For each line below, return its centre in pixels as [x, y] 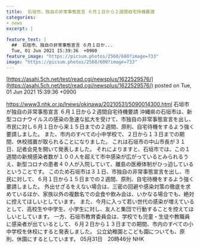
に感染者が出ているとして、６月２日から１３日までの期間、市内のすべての [97, 224]
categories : [21, 17]
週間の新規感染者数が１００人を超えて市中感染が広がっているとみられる [95, 156]
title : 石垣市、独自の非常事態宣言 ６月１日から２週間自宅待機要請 [81, 12]
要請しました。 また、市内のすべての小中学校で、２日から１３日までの [93, 134]
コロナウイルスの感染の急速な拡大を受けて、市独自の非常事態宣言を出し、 [103, 119]
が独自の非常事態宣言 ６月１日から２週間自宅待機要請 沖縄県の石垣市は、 [96, 111]
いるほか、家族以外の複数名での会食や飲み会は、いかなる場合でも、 [100, 194]
